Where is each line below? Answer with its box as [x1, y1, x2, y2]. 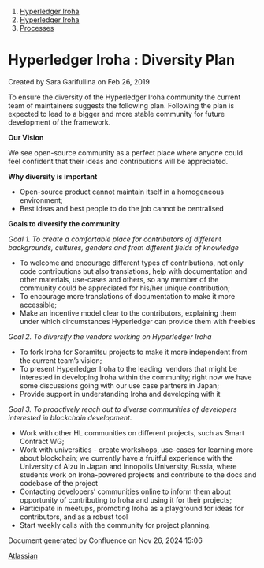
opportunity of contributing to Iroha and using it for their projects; [19, 495, 232, 504]
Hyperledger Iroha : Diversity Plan [8, 51, 235, 69]
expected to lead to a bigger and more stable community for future [8, 109, 225, 118]
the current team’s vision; [19, 355, 102, 365]
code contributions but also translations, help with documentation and [19, 266, 247, 275]
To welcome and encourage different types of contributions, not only [19, 258, 244, 267]
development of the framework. [8, 118, 111, 127]
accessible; [19, 300, 58, 309]
